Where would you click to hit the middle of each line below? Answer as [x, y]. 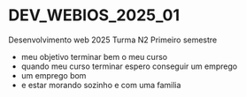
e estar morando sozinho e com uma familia [101, 85]
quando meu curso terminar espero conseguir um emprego [129, 66]
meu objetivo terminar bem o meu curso [94, 56]
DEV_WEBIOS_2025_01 [94, 15]
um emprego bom [54, 75]
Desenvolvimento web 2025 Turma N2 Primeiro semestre [113, 40]
